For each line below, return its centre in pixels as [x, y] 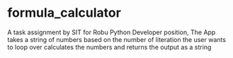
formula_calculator [64, 13]
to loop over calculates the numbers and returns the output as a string [109, 47]
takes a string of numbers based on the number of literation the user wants [117, 39]
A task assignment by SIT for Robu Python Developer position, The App [112, 32]
